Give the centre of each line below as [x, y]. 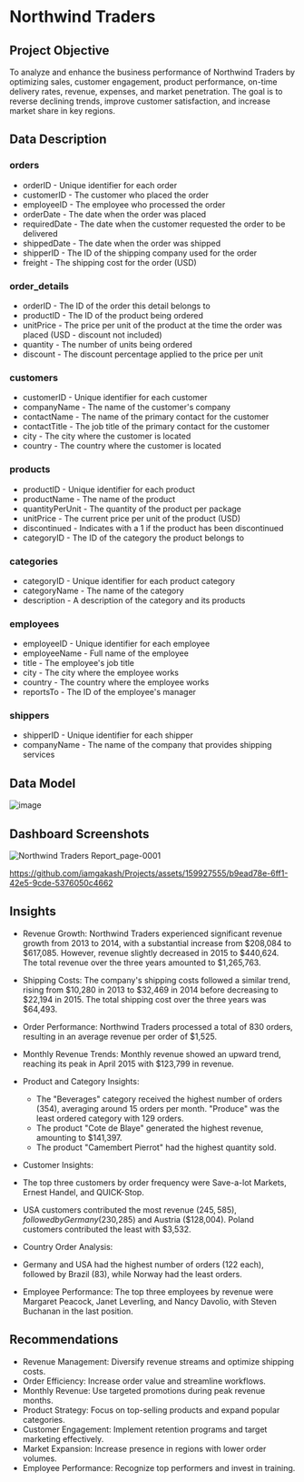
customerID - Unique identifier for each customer [115, 398]
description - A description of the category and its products [134, 600]
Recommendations [64, 1340]
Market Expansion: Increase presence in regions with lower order [144, 1448]
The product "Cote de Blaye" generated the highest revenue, [150, 1128]
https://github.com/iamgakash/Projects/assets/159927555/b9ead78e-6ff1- [149, 873]
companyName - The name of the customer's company [127, 408]
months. [38, 1400]
